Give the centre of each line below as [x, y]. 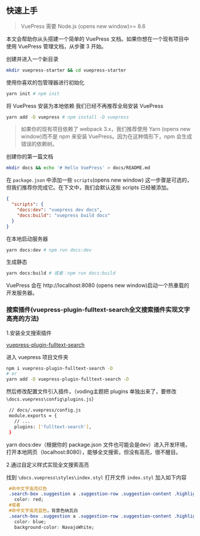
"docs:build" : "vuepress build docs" [64, 215]
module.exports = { [33, 416]
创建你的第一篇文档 [30, 157]
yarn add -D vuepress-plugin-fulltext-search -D [68, 379]
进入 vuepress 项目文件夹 [37, 357]
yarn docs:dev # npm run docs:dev [49, 250]
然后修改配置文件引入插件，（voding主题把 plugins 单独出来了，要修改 [91, 391]
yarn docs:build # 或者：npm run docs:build [61, 273]
